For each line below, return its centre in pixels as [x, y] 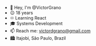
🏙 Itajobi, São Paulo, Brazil [38, 38]
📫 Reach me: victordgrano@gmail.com [50, 31]
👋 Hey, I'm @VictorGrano [35, 8]
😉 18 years [21, 13]
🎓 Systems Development [36, 23]
